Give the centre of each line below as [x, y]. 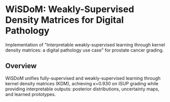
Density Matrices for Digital [65, 20]
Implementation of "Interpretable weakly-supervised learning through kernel [85, 44]
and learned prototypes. [31, 94]
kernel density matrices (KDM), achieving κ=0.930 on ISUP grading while [82, 83]
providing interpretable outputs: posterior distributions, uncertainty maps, [82, 89]
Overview [21, 66]
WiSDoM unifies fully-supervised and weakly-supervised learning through [83, 78]
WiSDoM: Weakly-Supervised [70, 9]
